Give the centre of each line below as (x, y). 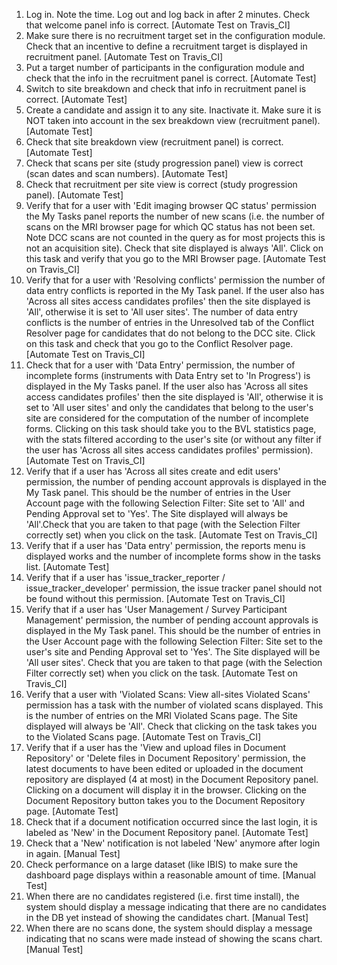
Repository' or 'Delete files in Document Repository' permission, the (165, 758)
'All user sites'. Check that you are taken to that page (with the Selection (174, 662)
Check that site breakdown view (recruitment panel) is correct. (154, 142)
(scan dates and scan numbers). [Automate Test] (127, 173)
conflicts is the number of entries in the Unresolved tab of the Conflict (170, 322)
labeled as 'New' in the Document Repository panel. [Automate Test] (167, 832)
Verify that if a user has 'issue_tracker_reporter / (125, 577)
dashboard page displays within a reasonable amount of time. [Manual (170, 875)
